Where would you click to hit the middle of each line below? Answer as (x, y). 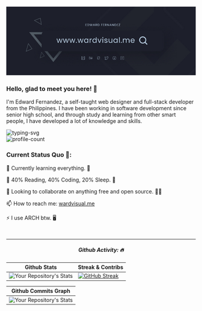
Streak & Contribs (101, 267)
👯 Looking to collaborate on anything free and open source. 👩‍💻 (84, 191)
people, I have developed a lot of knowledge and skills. (74, 121)
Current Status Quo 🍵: (39, 155)
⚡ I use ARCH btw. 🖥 (31, 218)
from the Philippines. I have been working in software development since (96, 108)
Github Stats (41, 267)
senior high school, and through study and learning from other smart (91, 115)
